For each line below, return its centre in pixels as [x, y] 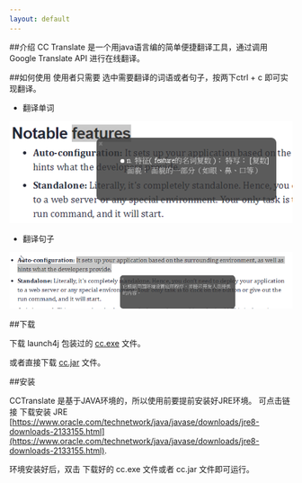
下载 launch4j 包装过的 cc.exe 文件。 [77, 344]
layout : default [40, 19]
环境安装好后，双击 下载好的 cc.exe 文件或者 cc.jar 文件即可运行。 [132, 470]
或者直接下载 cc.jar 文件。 [58, 362]
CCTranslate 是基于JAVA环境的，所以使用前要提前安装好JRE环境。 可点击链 [150, 401]
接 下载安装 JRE [39, 412]
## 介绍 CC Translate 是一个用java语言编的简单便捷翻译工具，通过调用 [138, 47]
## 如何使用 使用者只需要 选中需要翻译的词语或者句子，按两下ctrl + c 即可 [145, 77]
